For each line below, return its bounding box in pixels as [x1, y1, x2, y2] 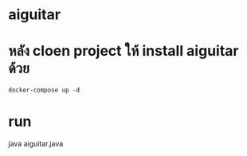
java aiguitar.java [8, 139, 64, 149]
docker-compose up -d [8, 86, 80, 95]
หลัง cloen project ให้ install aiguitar [8, 42, 239, 60]
